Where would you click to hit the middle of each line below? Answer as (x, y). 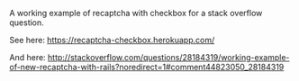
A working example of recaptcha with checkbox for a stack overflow (136, 13)
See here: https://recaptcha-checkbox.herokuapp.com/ (112, 40)
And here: (28, 57)
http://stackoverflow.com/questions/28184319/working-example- (169, 57)
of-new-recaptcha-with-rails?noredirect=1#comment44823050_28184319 (147, 67)
